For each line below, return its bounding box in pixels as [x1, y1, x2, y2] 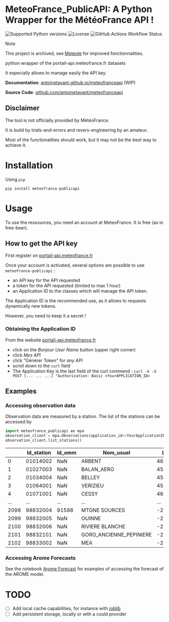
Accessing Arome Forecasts [5, 554, 76, 561]
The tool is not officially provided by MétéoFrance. [5, 117, 110, 123]
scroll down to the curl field [12, 363, 70, 369]
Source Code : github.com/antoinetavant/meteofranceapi [5, 89, 123, 95]
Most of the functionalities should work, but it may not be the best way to [5, 137, 157, 143]
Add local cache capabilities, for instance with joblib [12, 605, 121, 611]
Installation [5, 159, 53, 171]
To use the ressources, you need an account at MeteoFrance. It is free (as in [5, 219, 163, 225]
